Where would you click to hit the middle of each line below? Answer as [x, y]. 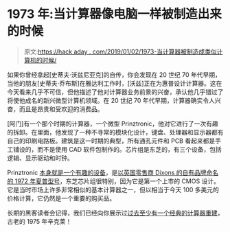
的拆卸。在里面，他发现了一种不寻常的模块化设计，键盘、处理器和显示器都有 [115, 132]
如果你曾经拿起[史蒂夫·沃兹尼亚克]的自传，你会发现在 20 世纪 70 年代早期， [114, 74]
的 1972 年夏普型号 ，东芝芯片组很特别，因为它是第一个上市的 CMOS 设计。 [113, 181]
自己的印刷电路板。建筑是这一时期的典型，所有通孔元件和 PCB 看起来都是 [111, 141]
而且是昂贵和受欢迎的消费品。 [61, 109]
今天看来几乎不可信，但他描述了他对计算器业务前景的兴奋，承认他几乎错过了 [115, 92]
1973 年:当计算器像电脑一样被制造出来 [114, 14]
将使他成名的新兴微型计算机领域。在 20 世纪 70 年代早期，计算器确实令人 [111, 100]
